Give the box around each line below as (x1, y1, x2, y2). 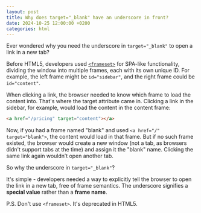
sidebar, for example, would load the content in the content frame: (6, 104, 171, 112)
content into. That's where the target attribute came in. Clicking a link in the (6, 98, 194, 105)
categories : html (6, 25, 50, 32)
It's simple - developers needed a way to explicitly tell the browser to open (6, 176, 192, 183)
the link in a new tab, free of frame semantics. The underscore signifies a (6, 182, 188, 189)
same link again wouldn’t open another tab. (6, 152, 113, 160)
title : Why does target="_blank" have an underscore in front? (6, 14, 169, 21)
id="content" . (6, 80, 40, 87)
